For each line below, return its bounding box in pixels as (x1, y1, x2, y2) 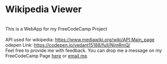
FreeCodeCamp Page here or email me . (5, 52, 88, 59)
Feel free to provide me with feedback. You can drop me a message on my (5, 47, 162, 53)
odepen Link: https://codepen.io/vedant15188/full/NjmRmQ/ (5, 42, 130, 48)
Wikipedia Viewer (5, 4, 82, 15)
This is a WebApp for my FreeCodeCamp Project (5, 25, 107, 31)
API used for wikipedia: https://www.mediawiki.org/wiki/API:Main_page (5, 37, 155, 43)
